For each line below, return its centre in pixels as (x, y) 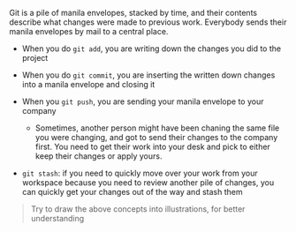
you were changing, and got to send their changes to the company (156, 137)
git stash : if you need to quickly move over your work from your (140, 173)
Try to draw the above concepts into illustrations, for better (138, 209)
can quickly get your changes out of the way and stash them (132, 192)
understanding (57, 218)
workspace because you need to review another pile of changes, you (148, 183)
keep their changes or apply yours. (99, 156)
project (35, 58)
